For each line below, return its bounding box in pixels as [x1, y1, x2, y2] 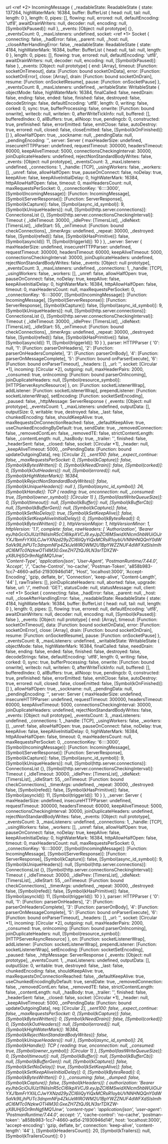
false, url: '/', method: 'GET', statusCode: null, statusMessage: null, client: [5, 585, 156, 590]
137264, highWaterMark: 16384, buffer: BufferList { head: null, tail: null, [5, 10, 151, 16]
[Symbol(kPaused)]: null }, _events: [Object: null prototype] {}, [5, 26, 133, 32]
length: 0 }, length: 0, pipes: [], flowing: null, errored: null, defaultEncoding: [5, 15, 159, 21]
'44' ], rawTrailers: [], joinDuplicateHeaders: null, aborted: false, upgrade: [5, 579, 156, 585]
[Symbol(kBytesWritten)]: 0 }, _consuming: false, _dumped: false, [5, 1074, 140, 1080]
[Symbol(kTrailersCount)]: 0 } [5, 1133, 66, 1139]
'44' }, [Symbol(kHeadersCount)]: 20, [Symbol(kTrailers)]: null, [22, 1127, 151, 1133]
